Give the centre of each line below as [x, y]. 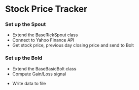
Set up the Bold [24, 58]
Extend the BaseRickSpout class [45, 35]
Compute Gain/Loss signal [39, 74]
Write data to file [29, 83]
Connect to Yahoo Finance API [43, 40]
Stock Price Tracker [46, 9]
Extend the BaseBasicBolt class [44, 68]
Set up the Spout [25, 24]
